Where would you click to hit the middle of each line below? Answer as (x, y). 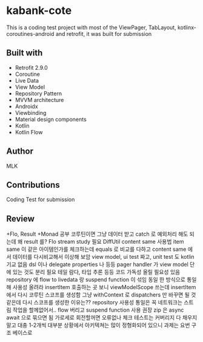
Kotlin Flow (29, 132)
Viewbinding (31, 112)
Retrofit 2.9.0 (32, 67)
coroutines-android (30, 33)
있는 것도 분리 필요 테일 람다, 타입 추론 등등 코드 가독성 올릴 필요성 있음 (96, 272)
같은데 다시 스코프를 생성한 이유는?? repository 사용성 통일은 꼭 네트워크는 (95, 303)
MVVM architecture (39, 100)
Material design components (51, 119)
